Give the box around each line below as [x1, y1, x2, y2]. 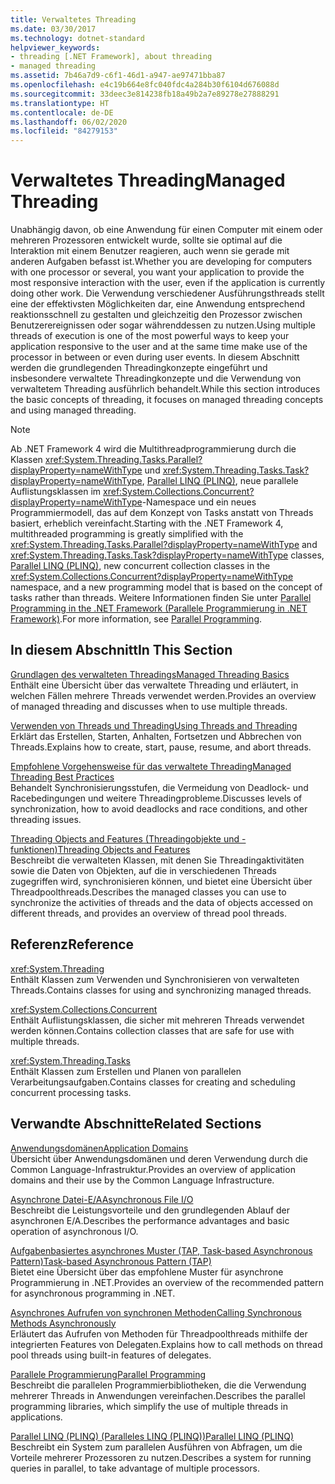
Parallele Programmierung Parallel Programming [10, 1368, 207, 1380]
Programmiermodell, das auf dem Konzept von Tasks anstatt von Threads [10, 507, 314, 519]
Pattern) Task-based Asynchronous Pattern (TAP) [10, 1255, 212, 1267]
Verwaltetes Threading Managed [10, 169, 286, 192]
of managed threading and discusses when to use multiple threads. [10, 700, 288, 712]
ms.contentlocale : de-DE [10, 107, 114, 118]
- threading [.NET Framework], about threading [10, 52, 213, 62]
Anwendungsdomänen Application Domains [10, 1142, 189, 1154]
